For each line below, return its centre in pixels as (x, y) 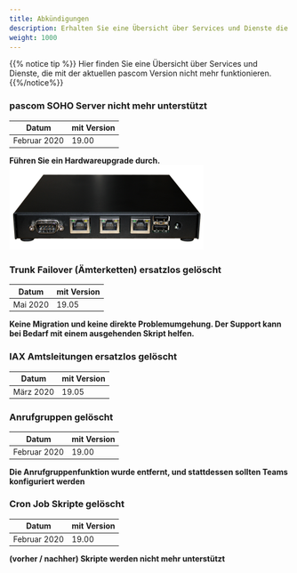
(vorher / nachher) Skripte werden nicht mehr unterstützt (117, 559)
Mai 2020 (31, 304)
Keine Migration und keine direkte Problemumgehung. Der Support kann (145, 324)
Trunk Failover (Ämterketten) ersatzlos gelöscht (116, 270)
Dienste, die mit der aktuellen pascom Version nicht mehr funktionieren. (140, 73)
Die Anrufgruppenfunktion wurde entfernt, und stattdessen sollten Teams (149, 472)
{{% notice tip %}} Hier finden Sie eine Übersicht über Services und (133, 64)
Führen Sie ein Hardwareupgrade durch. (85, 160)
